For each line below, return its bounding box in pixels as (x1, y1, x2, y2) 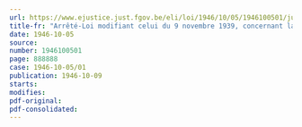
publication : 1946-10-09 (9, 72, 102, 80)
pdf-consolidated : (9, 105, 78, 114)
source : (9, 38, 39, 47)
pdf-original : (9, 96, 63, 106)
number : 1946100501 (9, 47, 83, 55)
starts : (9, 80, 39, 89)
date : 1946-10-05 (9, 30, 75, 38)
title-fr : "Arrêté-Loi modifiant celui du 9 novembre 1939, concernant (9, 21, 283, 30)
